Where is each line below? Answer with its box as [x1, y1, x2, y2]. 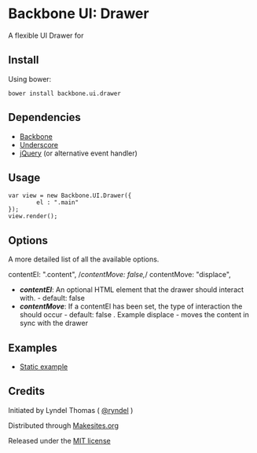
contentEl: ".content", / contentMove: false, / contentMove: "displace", [8, 270, 232, 279]
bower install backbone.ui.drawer [8, 90, 122, 97]
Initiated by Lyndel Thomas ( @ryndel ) [8, 405, 134, 415]
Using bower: [8, 74, 52, 83]
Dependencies [8, 111, 81, 124]
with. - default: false [19, 294, 85, 303]
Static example [19, 362, 68, 371]
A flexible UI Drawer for [8, 31, 84, 40]
